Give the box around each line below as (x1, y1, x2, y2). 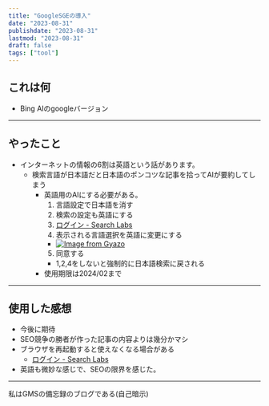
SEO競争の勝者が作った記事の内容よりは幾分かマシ (19, 335, 189, 344)
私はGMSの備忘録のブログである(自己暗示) (8, 389, 150, 399)
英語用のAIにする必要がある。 (43, 189, 143, 199)
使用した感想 (8, 302, 72, 315)
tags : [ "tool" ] (8, 49, 59, 57)
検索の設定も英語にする (55, 209, 134, 219)
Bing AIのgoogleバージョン (19, 104, 109, 113)
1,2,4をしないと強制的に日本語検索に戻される (55, 258, 206, 268)
